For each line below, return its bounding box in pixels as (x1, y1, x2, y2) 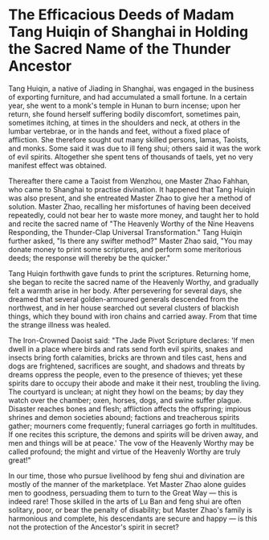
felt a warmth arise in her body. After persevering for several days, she (8, 286, 243, 295)
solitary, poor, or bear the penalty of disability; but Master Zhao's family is (8, 505, 253, 514)
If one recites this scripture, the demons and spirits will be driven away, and (8, 429, 259, 439)
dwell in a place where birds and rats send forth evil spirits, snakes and (8, 344, 243, 353)
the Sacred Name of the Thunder (8, 40, 231, 58)
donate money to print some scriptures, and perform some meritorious (8, 244, 243, 254)
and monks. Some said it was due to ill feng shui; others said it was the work (8, 143, 261, 153)
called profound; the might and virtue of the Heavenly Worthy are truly (8, 447, 241, 456)
